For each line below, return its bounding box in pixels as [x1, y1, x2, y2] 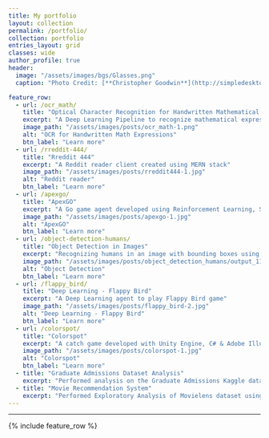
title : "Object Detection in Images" [22, 242, 149, 251]
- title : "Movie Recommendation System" [15, 384, 152, 392]
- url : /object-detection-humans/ [15, 235, 130, 243]
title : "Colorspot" [22, 332, 88, 340]
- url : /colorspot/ [15, 324, 81, 333]
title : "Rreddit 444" [22, 153, 94, 161]
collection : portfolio [8, 34, 84, 43]
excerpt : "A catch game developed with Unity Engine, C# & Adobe [22, 339, 246, 347]
